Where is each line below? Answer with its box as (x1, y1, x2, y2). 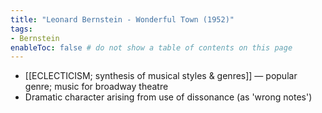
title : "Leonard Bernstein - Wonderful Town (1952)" (10, 14, 235, 25)
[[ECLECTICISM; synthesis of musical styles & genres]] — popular (24, 70, 298, 82)
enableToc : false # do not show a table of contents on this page (10, 42, 293, 53)
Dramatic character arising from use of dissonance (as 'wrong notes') (24, 91, 313, 103)
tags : (10, 24, 33, 34)
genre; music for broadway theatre (24, 81, 169, 93)
